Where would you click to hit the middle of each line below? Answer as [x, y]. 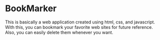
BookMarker [31, 9]
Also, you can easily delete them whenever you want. [59, 32]
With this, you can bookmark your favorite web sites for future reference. [79, 27]
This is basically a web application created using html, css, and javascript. [80, 22]
